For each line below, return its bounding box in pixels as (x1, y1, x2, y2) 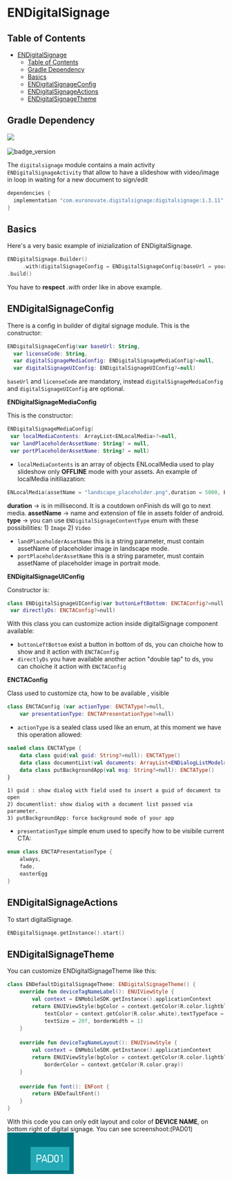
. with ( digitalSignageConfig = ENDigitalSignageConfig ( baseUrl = (22, 263, 212, 270)
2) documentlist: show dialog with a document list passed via (7, 801, 193, 808)
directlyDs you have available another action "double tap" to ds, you (17, 655, 213, 663)
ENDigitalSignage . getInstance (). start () (7, 929, 126, 936)
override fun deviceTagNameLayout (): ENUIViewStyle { (19, 1039, 177, 1046)
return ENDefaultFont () (32, 1090, 100, 1097)
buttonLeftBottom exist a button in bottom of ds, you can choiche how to (17, 641, 224, 649)
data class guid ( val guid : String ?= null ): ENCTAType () (19, 752, 181, 759)
